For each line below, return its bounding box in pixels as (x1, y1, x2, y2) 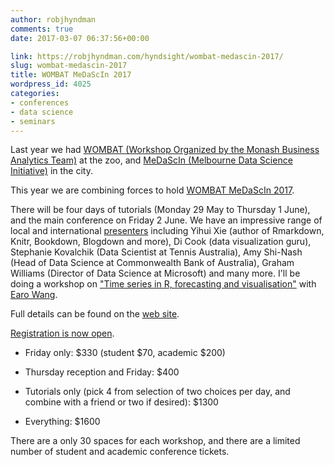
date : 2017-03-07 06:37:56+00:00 (10, 33, 150, 43)
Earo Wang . (10, 289, 58, 301)
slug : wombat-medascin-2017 (10, 61, 128, 71)
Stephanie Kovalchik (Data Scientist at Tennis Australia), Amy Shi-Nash (10, 246, 303, 258)
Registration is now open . (10, 327, 115, 340)
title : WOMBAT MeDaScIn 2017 (10, 70, 132, 80)
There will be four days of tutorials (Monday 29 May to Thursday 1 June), (10, 204, 311, 216)
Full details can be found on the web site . (10, 308, 180, 320)
